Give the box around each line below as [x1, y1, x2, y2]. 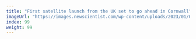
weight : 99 [6, 24, 33, 30]
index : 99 [6, 19, 30, 25]
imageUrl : [6, 14, 30, 19]
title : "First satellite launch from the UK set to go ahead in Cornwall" [6, 8, 192, 14]
